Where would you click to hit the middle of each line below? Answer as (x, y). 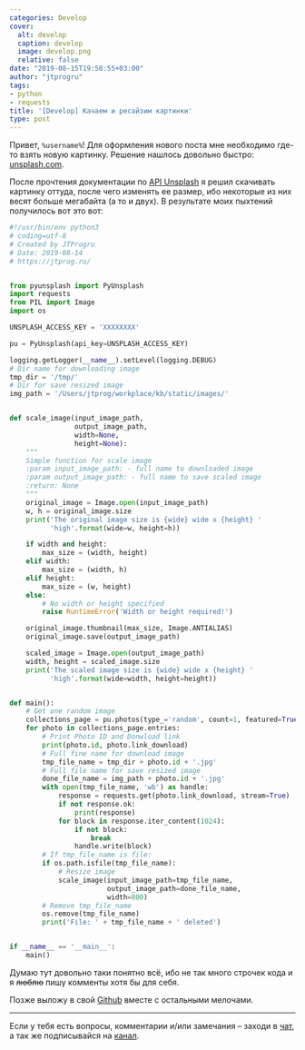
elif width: (48, 561)
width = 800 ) (127, 897)
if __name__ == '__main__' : (63, 947)
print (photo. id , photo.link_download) (115, 745)
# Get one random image (71, 711)
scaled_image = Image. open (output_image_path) (115, 653)
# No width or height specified (103, 604)
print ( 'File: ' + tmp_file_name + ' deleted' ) (132, 923)
